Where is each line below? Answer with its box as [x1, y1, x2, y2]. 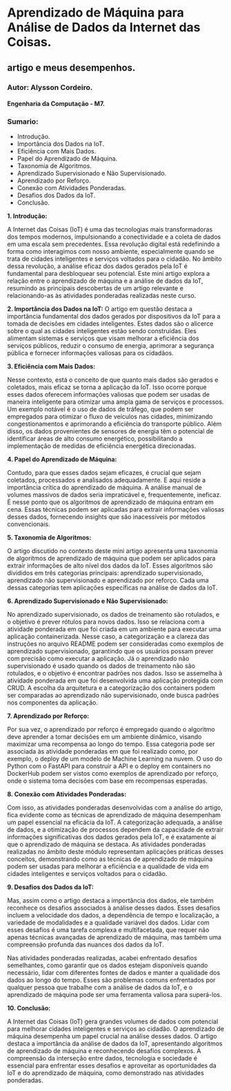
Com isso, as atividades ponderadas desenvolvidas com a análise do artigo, [7, 803, 223, 812]
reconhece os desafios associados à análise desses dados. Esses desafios [7, 904, 221, 912]
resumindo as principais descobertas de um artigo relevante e [7, 284, 184, 292]
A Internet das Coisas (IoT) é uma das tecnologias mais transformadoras [7, 225, 213, 234]
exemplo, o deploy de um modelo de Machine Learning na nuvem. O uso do [7, 755, 223, 763]
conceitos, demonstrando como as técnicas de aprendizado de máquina [7, 855, 213, 864]
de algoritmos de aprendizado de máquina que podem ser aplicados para [7, 554, 216, 563]
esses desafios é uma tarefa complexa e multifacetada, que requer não [7, 926, 210, 934]
